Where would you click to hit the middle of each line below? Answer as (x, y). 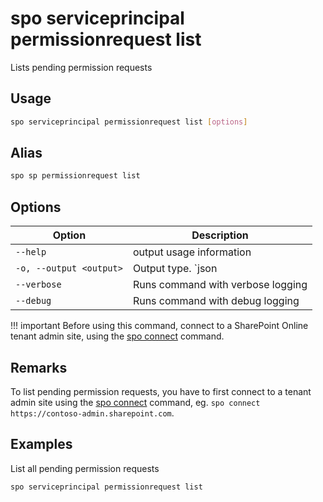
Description (220, 235)
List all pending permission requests (85, 468)
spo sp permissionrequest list (75, 176)
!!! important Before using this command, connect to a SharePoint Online (159, 326)
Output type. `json (175, 269)
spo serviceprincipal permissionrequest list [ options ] (129, 122)
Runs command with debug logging (216, 301)
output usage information (192, 252)
